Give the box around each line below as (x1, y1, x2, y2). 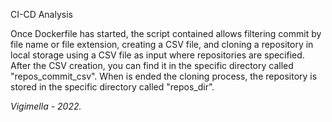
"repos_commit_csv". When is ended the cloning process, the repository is (10, 70, 318, 82)
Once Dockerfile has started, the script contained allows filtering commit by (10, 28, 322, 39)
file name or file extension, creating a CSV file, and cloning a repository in (10, 39, 314, 50)
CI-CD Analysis (10, 9, 73, 20)
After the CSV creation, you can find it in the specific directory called (10, 60, 294, 71)
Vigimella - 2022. (10, 100, 82, 112)
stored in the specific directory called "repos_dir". (10, 81, 215, 93)
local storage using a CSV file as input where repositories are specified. (10, 49, 305, 61)
